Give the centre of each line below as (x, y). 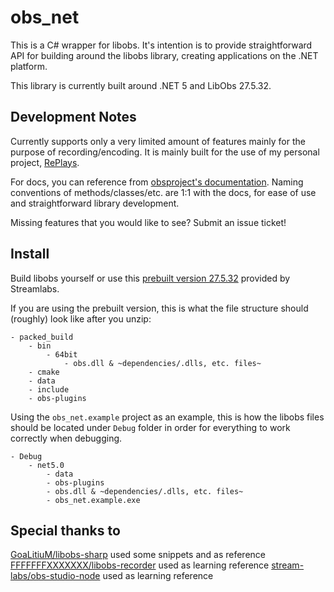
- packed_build (42, 337)
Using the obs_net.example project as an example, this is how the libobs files (167, 417)
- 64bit (62, 354)
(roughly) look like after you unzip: (81, 318)
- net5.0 (46, 465)
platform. (29, 66)
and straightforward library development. (95, 203)
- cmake (44, 372)
